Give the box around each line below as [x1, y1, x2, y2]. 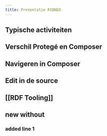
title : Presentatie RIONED [5, 7, 61, 12]
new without [5, 110, 45, 119]
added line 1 [5, 125, 35, 132]
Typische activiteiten [5, 26, 72, 34]
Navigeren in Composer [5, 59, 81, 68]
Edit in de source [5, 77, 58, 85]
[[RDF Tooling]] [5, 93, 53, 102]
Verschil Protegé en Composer [5, 43, 103, 51]
